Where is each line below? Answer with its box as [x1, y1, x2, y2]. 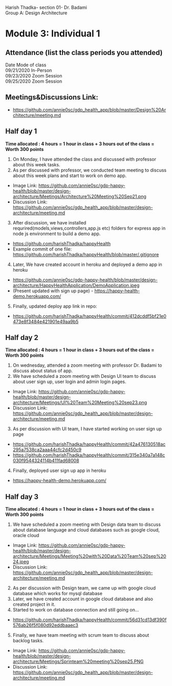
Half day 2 [5, 333, 38, 342]
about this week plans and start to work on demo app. [12, 172, 127, 179]
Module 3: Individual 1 [5, 28, 100, 40]
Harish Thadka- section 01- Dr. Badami [5, 5, 87, 10]
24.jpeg [12, 559, 29, 565]
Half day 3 [5, 492, 39, 501]
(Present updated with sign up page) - [12, 288, 94, 294]
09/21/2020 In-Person [5, 67, 52, 73]
